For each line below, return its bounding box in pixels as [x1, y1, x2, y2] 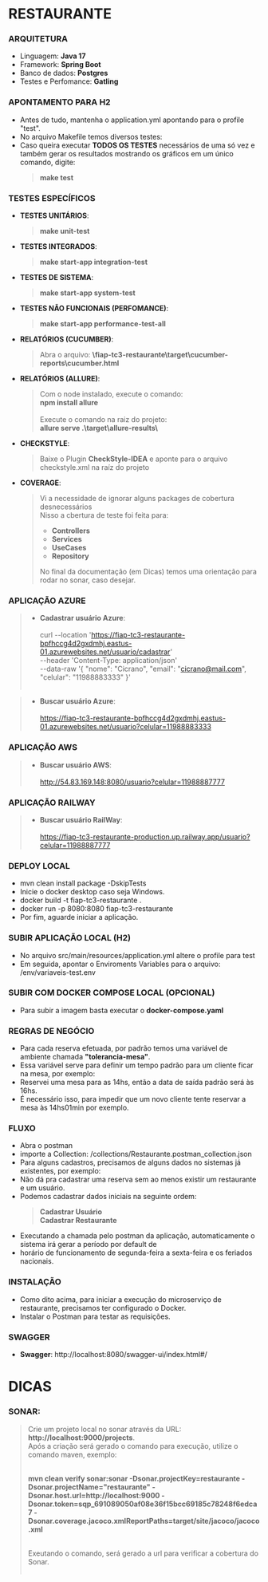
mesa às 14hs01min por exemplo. [19, 1103, 129, 1113]
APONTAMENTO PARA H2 [8, 97, 111, 108]
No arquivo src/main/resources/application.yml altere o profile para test [19, 950, 255, 960]
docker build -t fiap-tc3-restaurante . [19, 895, 142, 905]
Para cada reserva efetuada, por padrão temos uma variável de [19, 1043, 228, 1053]
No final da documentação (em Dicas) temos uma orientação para [39, 567, 257, 577]
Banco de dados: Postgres [19, 69, 108, 78]
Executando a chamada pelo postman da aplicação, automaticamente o [19, 1231, 255, 1241]
